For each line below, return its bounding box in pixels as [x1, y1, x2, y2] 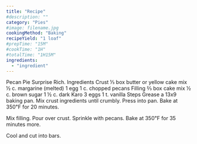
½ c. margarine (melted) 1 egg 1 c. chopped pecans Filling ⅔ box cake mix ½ [6, 85, 191, 92]
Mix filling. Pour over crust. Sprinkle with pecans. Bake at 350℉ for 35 [6, 115, 176, 122]
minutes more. [6, 121, 41, 128]
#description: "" [6, 14, 49, 20]
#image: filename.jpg [6, 24, 59, 31]
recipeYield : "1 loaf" [6, 36, 62, 41]
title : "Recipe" [6, 8, 46, 15]
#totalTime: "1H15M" [6, 52, 57, 58]
